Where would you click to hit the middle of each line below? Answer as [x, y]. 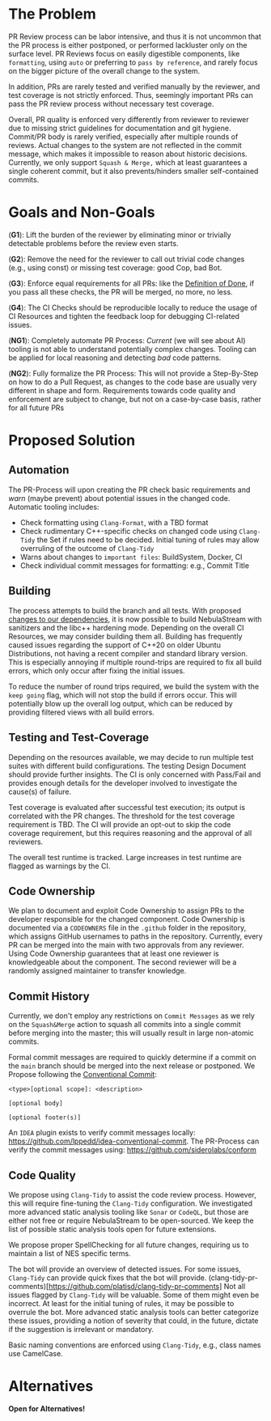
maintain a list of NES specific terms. [70, 1253]
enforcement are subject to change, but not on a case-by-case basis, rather [135, 399]
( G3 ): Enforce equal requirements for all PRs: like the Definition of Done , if [131, 283]
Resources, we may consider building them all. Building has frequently [125, 636]
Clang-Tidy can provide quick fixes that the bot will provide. [108, 1277]
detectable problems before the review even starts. [94, 243]
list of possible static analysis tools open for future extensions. [112, 1229]
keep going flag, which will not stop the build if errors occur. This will [123, 695]
